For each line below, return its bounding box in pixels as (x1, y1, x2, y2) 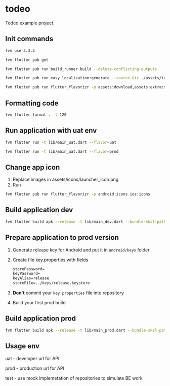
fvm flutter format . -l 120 (5, 112, 67, 117)
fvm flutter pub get (5, 57, 49, 62)
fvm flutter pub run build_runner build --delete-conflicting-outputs (5, 67, 157, 72)
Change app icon (5, 163, 60, 172)
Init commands (5, 35, 54, 43)
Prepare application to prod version (5, 233, 119, 242)
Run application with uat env (5, 126, 97, 135)
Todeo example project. (5, 20, 55, 26)
